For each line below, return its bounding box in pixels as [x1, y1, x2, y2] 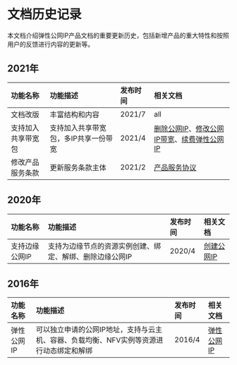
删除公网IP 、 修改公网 [154, 124, 224, 133]
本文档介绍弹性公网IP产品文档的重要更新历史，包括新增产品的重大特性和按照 [7, 31, 229, 40]
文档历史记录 [7, 6, 83, 23]
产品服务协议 [154, 162, 197, 172]
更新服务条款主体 [49, 162, 107, 172]
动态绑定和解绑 [42, 346, 93, 356]
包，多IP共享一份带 [49, 133, 113, 143]
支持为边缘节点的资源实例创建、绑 [48, 241, 162, 251]
